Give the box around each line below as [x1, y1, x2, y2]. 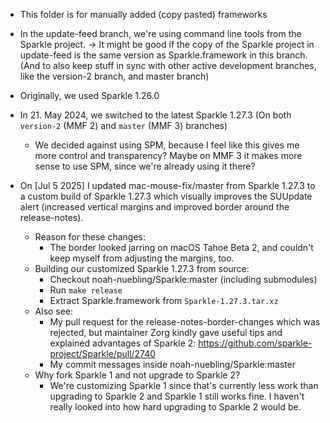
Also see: [34, 305, 74, 317]
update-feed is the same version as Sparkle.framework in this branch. [19, 49, 308, 61]
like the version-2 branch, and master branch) [19, 70, 210, 82]
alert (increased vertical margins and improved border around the [19, 201, 290, 213]
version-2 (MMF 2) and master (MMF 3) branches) [19, 120, 228, 131]
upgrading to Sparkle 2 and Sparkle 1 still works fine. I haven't [49, 390, 305, 402]
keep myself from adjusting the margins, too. [49, 252, 235, 264]
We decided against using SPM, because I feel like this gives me [34, 139, 300, 151]
